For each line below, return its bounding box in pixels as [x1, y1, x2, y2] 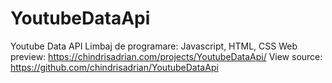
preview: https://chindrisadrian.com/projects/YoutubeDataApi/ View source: [10, 50, 323, 62]
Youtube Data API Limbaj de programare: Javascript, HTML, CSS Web [10, 40, 298, 52]
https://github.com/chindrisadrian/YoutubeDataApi [10, 61, 219, 73]
